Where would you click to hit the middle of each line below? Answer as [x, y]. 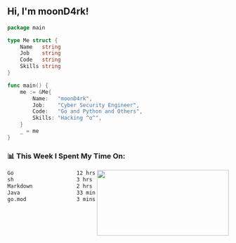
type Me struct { [33, 40]
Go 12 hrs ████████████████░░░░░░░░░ [106, 173]
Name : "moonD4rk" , [63, 98]
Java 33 [45, 193]
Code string [40, 60]
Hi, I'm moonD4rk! [48, 12]
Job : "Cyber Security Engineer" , [86, 105]
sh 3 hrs [50, 179]
